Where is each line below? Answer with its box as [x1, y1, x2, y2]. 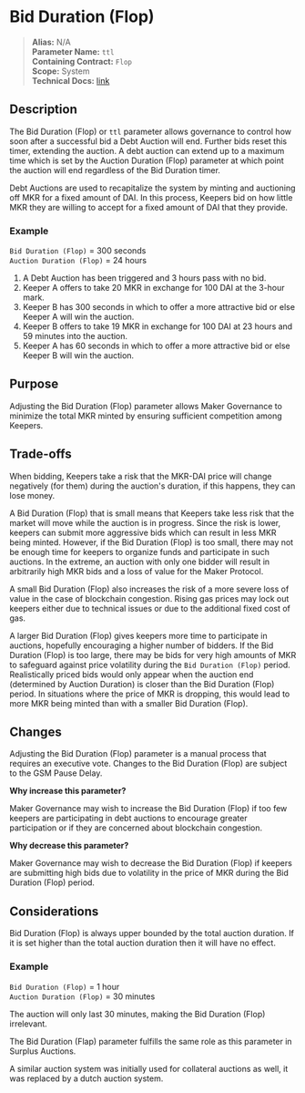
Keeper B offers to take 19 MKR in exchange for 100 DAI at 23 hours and [22, 321, 293, 332]
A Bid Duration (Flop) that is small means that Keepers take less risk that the [9, 508, 294, 519]
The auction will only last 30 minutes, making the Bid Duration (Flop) [9, 1008, 266, 1019]
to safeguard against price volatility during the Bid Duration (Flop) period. [9, 659, 291, 670]
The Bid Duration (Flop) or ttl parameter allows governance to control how [9, 126, 291, 137]
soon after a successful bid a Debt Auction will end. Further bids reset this [9, 135, 288, 147]
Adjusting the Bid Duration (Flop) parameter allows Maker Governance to [9, 400, 282, 411]
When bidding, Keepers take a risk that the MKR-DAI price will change [9, 470, 272, 481]
